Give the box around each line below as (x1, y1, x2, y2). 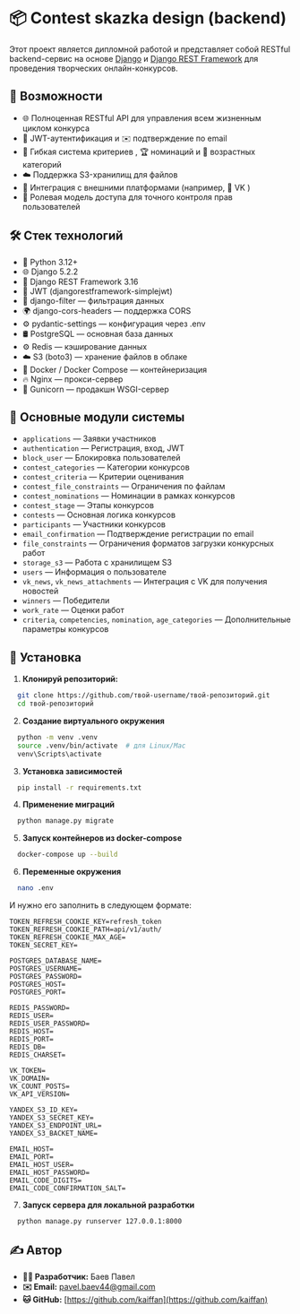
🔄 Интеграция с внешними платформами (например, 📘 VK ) (21, 182, 251, 193)
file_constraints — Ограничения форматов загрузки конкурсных (21, 538, 275, 549)
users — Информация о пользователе (21, 566, 167, 577)
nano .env (17, 884, 54, 893)
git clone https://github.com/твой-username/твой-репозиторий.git (17, 691, 270, 700)
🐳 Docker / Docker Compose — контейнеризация (21, 364, 208, 375)
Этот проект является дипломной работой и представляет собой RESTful (9, 43, 291, 55)
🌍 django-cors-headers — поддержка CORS (21, 305, 192, 316)
